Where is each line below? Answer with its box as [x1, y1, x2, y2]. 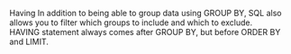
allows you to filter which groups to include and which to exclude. [9, 17, 253, 28]
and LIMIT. [9, 36, 50, 47]
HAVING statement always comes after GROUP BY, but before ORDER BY [9, 27, 281, 37]
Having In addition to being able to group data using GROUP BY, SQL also [9, 8, 282, 18]
